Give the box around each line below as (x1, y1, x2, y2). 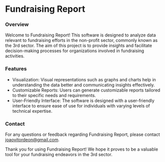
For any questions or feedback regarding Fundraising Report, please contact (5, 131, 160, 137)
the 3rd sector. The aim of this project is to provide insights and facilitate (5, 43, 152, 49)
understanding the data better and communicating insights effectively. (12, 82, 155, 88)
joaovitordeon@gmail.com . (5, 137, 60, 143)
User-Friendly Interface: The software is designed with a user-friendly (12, 97, 155, 103)
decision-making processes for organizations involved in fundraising (5, 48, 144, 54)
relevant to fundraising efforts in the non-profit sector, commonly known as (5, 37, 158, 43)
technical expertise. (12, 108, 53, 114)
